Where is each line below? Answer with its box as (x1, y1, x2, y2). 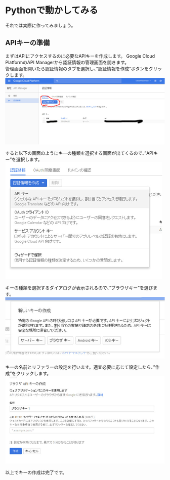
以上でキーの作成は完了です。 (5, 469, 67, 475)
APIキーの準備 (5, 38, 50, 47)
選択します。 (16, 156, 42, 162)
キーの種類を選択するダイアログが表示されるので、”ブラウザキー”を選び (5, 284, 153, 291)
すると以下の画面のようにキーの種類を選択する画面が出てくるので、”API (5, 150, 154, 156)
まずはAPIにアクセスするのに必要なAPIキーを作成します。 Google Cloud (5, 53, 155, 59)
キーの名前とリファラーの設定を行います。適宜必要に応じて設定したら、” (5, 364, 155, 370)
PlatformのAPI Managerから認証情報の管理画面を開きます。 (5, 59, 129, 65)
